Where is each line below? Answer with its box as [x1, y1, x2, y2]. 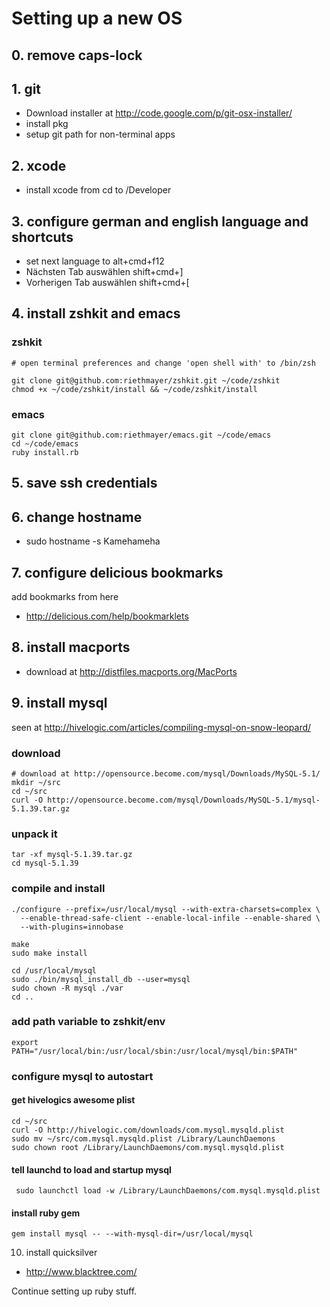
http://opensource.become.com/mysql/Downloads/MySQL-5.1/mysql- [47, 795, 321, 805]
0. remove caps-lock [11, 47, 143, 64]
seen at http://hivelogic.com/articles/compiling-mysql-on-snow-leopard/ [11, 721, 312, 733]
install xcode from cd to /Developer [25, 184, 172, 196]
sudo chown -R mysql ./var [11, 983, 124, 993]
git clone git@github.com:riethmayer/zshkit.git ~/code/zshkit [11, 375, 281, 386]
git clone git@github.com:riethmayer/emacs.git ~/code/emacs [11, 430, 272, 440]
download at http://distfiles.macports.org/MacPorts [25, 665, 238, 677]
